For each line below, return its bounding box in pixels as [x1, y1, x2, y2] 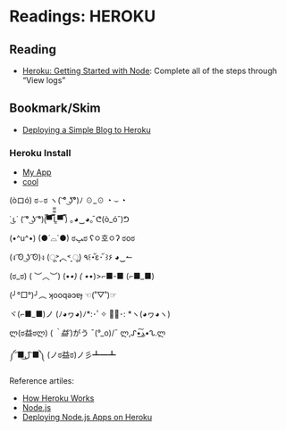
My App [21, 167, 52, 178]
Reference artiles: [9, 376, 74, 386]
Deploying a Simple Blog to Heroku [21, 124, 151, 135]
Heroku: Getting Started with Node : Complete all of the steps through [21, 65, 278, 76]
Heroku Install [9, 146, 71, 159]
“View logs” [21, 75, 66, 86]
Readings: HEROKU [9, 6, 156, 27]
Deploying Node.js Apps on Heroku [21, 412, 153, 423]
